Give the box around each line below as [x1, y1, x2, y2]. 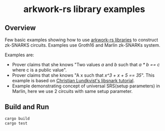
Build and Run [5, 103, 49, 111]
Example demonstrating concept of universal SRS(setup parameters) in [12, 83, 160, 89]
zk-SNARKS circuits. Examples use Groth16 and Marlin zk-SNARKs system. [5, 42, 160, 48]
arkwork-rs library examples [23, 4, 145, 15]
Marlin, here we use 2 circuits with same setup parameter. [12, 88, 133, 94]
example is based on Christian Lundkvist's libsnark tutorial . [12, 78, 135, 83]
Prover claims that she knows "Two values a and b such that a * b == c [12, 62, 160, 67]
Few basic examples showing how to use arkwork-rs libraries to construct [5, 37, 158, 43]
